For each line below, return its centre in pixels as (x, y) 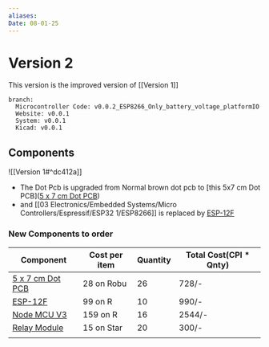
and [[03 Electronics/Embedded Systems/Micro (98, 205)
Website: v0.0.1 (42, 114)
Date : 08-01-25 (34, 23)
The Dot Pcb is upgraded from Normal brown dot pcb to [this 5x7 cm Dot (140, 188)
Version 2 (41, 63)
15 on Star (102, 328)
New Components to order (61, 234)
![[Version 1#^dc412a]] (45, 172)
